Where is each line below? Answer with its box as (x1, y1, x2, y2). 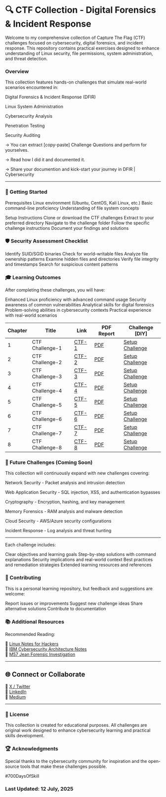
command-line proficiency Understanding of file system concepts (5, 205, 139, 211)
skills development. (5, 733, 44, 739)
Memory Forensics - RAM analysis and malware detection (5, 508, 123, 514)
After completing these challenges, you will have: (5, 287, 105, 293)
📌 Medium (5, 694, 26, 700)
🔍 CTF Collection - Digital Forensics (5, 4, 157, 16)
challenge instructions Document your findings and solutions (5, 225, 129, 231)
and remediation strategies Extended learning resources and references (5, 562, 152, 568)
